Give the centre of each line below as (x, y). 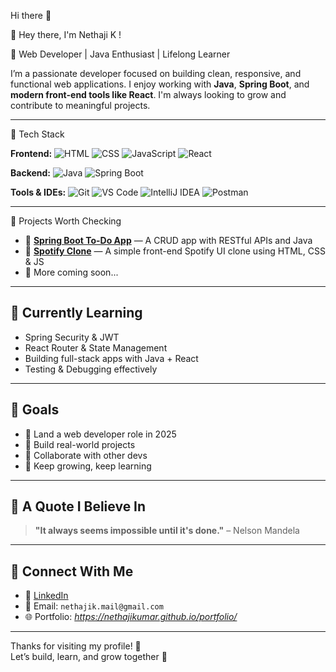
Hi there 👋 (31, 15)
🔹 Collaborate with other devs (86, 455)
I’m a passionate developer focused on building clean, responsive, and (156, 73)
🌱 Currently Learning (76, 313)
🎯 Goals (35, 410)
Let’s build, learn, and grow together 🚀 (89, 657)
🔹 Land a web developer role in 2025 (100, 434)
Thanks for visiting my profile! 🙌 (76, 646)
